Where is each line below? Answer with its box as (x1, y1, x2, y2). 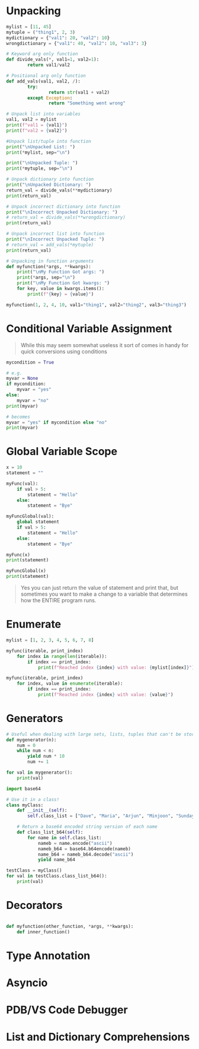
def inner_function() (17, 929, 70, 935)
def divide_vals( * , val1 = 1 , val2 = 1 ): (6, 56, 99, 63)
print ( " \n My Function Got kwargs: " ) (17, 280, 110, 286)
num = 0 (17, 742, 36, 748)
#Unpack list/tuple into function (6, 138, 92, 144)
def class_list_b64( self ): (17, 829, 84, 835)
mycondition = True (6, 359, 54, 365)
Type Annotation (6, 949, 91, 962)
